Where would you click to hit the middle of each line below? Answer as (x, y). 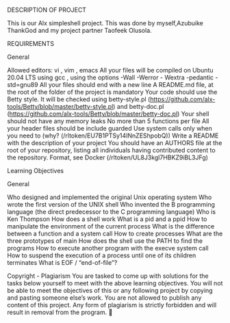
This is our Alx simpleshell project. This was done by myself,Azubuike (105, 23)
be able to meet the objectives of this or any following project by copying (110, 290)
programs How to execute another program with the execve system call (108, 248)
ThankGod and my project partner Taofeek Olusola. (79, 30)
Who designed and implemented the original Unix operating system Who (110, 197)
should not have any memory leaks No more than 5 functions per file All (108, 121)
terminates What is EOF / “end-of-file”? (62, 262)
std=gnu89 (23, 85)
